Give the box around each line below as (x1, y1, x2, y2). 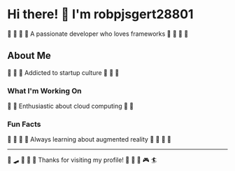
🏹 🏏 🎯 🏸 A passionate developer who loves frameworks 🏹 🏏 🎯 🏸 (7, 29, 189, 38)
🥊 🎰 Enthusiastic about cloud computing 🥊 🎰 (7, 102, 134, 111)
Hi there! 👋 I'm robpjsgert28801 (7, 6, 194, 22)
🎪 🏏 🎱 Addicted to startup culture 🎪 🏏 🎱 (7, 68, 120, 76)
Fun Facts (7, 119, 41, 129)
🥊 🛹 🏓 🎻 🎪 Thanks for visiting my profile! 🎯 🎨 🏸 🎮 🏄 (7, 156, 157, 164)
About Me (7, 50, 51, 62)
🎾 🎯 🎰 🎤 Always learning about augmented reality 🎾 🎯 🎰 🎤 (7, 135, 171, 144)
